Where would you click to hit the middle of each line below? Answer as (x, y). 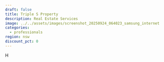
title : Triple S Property (32, 14)
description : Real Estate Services (42, 19)
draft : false (18, 10)
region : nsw (17, 37)
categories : (17, 28)
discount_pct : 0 (22, 41)
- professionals (26, 32)
